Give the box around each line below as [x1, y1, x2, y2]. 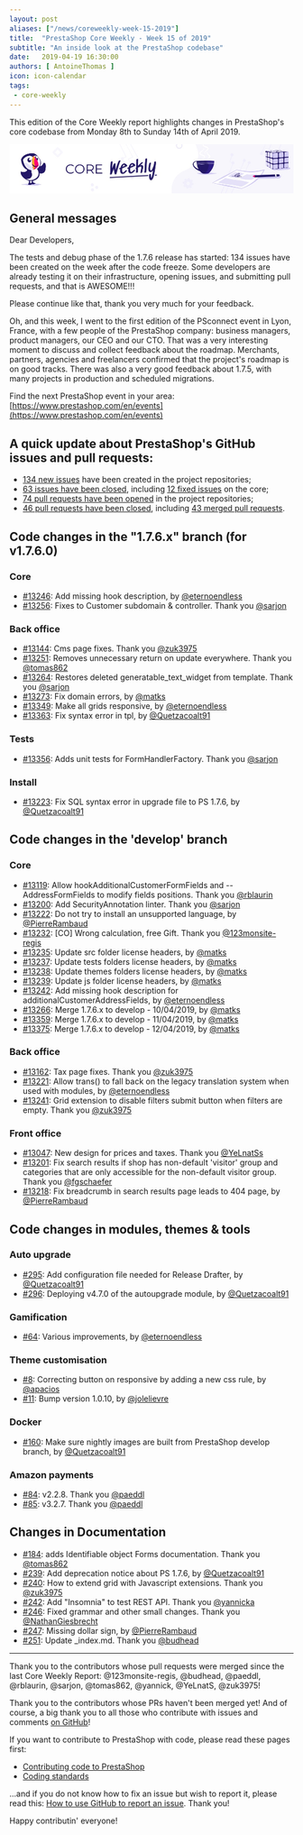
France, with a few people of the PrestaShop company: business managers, [9, 326, 291, 336]
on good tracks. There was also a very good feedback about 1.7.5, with [9, 363, 272, 374]
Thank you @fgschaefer [22, 1177, 113, 1188]
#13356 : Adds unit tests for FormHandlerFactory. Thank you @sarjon [22, 753, 279, 764]
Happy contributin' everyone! [9, 1815, 118, 1826]
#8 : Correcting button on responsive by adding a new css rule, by [22, 1374, 267, 1385]
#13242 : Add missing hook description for [22, 985, 179, 995]
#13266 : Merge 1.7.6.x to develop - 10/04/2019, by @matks [22, 1004, 241, 1014]
